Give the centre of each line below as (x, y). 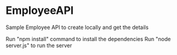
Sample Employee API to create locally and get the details (77, 27)
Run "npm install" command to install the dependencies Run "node (88, 39)
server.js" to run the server (39, 45)
